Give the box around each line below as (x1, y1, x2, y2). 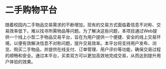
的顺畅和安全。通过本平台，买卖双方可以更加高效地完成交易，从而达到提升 (5, 52, 157, 58)
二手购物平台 (5, 4, 58, 16)
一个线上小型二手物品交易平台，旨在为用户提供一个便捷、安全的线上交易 (9, 34, 157, 40)
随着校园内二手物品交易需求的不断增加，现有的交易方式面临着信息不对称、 (5, 22, 157, 28)
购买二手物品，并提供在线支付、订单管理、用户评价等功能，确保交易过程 (13, 46, 161, 52)
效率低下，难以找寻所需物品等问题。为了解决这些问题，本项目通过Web (9, 28, 153, 34)
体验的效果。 (9, 59, 36, 65)
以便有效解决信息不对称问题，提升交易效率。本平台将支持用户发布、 (13, 40, 152, 46)
